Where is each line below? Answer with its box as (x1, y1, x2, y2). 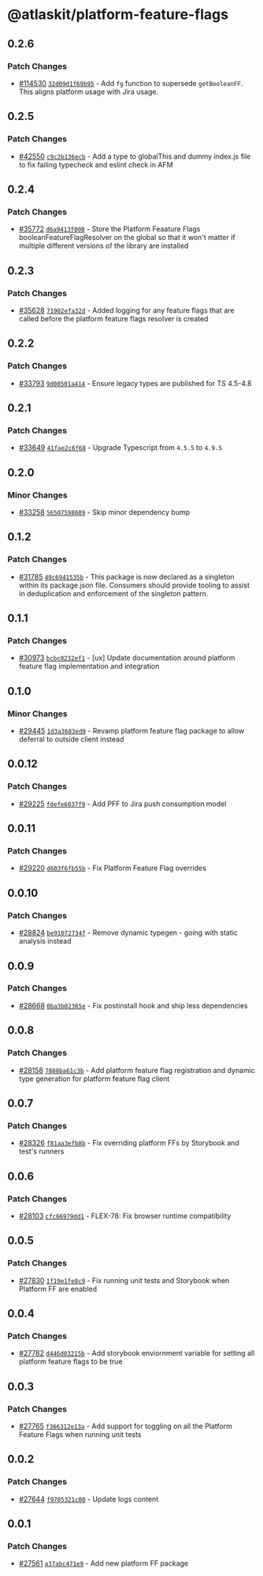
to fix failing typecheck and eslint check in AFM (18, 159, 174, 169)
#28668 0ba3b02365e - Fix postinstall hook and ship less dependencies (18, 1000, 249, 1010)
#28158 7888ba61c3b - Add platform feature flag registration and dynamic (18, 1065, 255, 1075)
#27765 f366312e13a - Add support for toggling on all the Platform (18, 1421, 233, 1431)
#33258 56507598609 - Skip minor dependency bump (18, 508, 191, 516)
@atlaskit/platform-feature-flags (7, 6, 229, 24)
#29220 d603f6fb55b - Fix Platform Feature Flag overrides (18, 863, 206, 873)
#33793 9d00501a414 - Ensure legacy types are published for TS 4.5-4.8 (18, 378, 252, 388)
